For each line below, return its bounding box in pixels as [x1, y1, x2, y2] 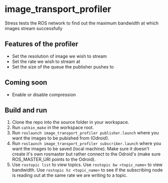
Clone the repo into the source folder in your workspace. [12, 119, 129, 125]
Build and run [5, 106, 47, 114]
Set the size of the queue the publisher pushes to [12, 63, 114, 69]
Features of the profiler [5, 40, 79, 48]
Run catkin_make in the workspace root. [12, 124, 94, 130]
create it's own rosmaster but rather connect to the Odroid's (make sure [12, 151, 161, 157]
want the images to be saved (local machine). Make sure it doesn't [12, 146, 149, 152]
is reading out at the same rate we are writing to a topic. [12, 172, 128, 178]
